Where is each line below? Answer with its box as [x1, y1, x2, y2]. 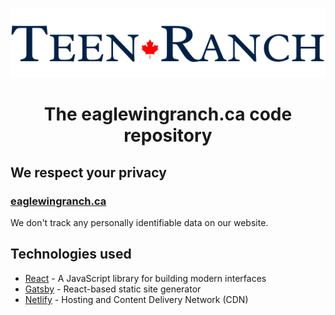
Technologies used [10, 246, 132, 263]
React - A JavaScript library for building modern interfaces [24, 272, 267, 284]
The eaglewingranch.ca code [43, 103, 293, 126]
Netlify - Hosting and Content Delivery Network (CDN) [24, 293, 249, 305]
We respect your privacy [10, 164, 167, 181]
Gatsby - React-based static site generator [24, 283, 202, 295]
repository [123, 124, 213, 147]
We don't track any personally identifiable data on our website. [10, 217, 269, 229]
